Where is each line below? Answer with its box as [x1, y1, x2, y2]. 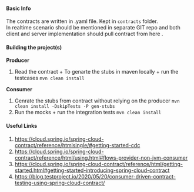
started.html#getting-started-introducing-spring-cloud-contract [14, 167, 170, 174]
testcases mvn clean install [14, 74, 85, 82]
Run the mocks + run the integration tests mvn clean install [14, 109, 162, 116]
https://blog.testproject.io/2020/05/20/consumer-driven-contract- [14, 173, 176, 180]
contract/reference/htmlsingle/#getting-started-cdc [14, 141, 141, 148]
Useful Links [6, 123, 38, 129]
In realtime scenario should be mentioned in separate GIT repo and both [6, 24, 180, 31]
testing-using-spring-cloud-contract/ [14, 179, 105, 186]
